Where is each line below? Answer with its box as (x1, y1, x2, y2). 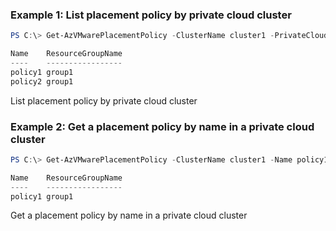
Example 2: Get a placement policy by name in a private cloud (10, 119, 315, 133)
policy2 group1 (10, 76, 74, 87)
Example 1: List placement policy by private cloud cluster (10, 8, 292, 22)
